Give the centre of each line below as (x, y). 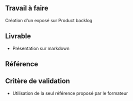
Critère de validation (37, 81)
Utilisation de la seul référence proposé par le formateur (70, 93)
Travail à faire (27, 8)
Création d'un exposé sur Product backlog (49, 20)
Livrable (18, 36)
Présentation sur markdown (41, 48)
